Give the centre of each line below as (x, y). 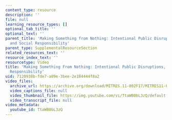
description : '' (23, 15)
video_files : (19, 81)
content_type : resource (31, 10)
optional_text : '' (25, 34)
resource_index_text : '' (32, 57)
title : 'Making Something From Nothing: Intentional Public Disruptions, (86, 67)
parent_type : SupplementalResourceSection (51, 48)
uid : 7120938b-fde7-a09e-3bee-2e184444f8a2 (52, 77)
